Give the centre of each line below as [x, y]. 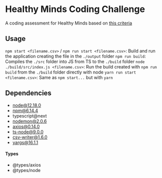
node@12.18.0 [27, 105]
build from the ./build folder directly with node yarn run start [71, 72]
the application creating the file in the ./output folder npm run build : [75, 56]
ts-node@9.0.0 [28, 131]
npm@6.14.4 [25, 110]
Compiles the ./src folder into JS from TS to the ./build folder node [75, 61]
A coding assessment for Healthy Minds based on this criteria [69, 23]
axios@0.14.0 [26, 126]
